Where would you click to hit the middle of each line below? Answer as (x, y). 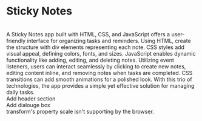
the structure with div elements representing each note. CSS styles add (96, 47)
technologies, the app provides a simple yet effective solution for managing (100, 85)
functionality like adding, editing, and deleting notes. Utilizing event (90, 60)
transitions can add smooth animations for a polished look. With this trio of (99, 79)
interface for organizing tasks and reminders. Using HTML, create (109, 41)
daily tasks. (21, 92)
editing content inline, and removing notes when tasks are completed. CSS (99, 73)
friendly (16, 41)
